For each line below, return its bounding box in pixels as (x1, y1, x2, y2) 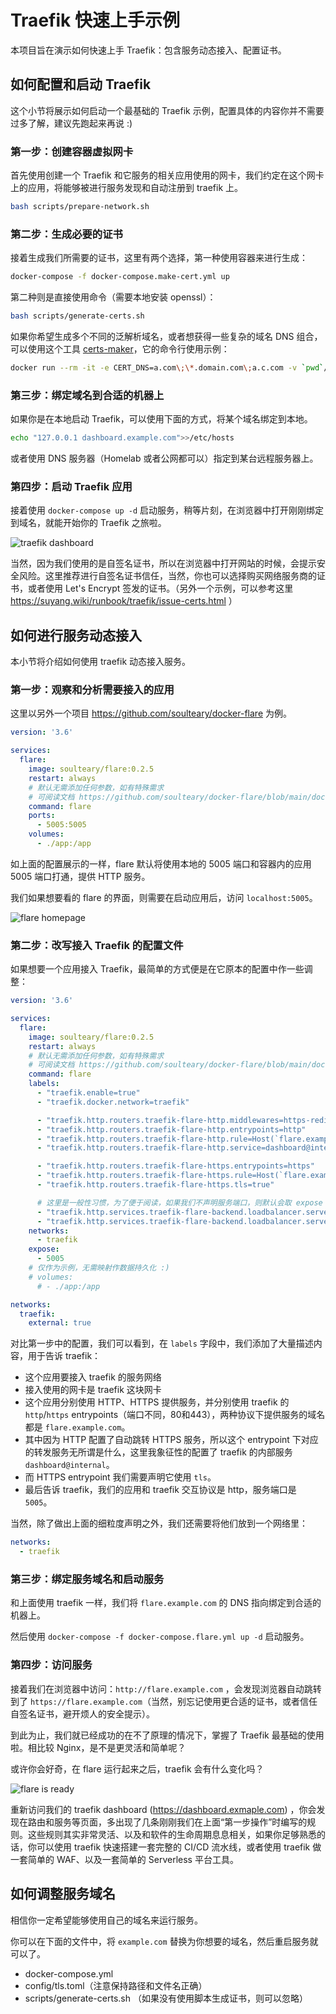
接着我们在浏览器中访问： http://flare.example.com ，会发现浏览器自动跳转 (10, 1682, 322, 1695)
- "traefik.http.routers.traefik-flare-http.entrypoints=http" (36, 1124, 307, 1135)
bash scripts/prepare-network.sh (10, 202, 150, 212)
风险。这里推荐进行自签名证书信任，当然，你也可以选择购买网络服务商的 (18, 570, 317, 582)
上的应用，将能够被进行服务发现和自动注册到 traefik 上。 (10, 182, 244, 194)
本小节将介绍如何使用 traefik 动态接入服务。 (10, 656, 192, 668)
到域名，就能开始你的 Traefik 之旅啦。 (10, 517, 167, 529)
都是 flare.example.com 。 (24, 1421, 131, 1433)
